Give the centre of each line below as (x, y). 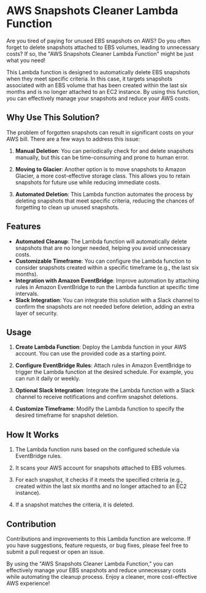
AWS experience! (28, 583)
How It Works (33, 434)
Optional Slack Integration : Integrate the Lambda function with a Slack (105, 390)
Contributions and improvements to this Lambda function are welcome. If (99, 539)
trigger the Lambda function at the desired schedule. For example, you (105, 372)
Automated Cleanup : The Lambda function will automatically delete (101, 241)
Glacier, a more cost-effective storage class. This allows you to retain (102, 176)
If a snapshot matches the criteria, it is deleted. (74, 505)
